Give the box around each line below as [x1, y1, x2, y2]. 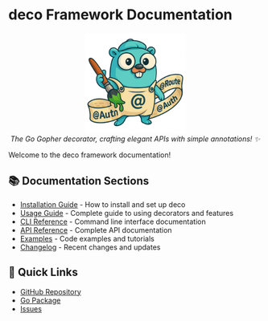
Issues [19, 303, 43, 314]
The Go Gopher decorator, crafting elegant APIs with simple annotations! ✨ [10, 134, 261, 144]
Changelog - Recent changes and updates [19, 242, 161, 252]
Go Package [19, 295, 61, 305]
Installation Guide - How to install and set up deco [19, 199, 186, 209]
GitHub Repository [19, 286, 82, 296]
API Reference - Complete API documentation [19, 225, 172, 234]
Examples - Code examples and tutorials [19, 234, 155, 243]
